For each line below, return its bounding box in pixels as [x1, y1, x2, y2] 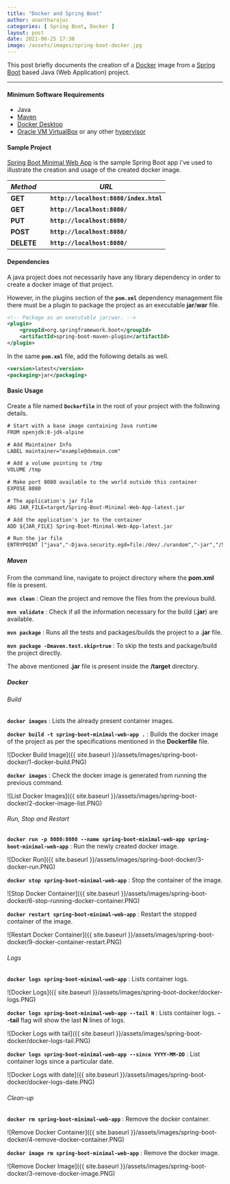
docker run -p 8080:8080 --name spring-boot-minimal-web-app [7, 836, 186, 842]
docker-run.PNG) [7, 862, 56, 871]
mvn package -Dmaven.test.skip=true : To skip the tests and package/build [7, 642, 218, 650]
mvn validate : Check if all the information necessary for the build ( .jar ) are [7, 607, 218, 616]
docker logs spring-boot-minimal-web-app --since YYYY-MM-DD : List [7, 1050, 201, 1058]
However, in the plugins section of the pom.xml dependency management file [7, 293, 223, 302]
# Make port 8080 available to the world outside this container [7, 479, 197, 486]
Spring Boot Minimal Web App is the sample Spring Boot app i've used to [7, 159, 213, 167]
